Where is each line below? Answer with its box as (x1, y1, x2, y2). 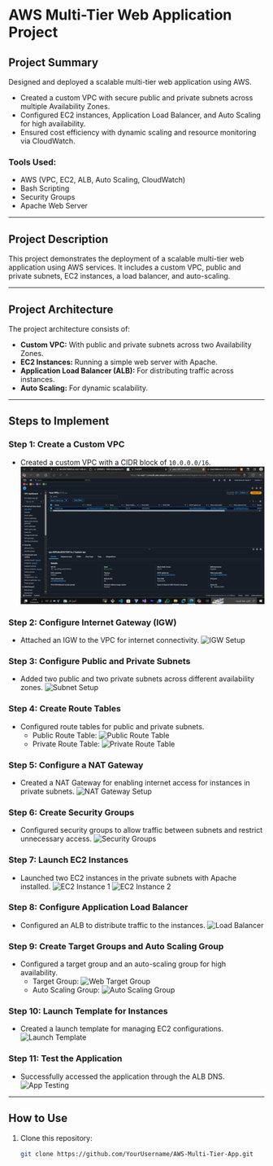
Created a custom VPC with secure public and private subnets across (19, 93, 253, 103)
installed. (19, 882, 51, 891)
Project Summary (8, 55, 99, 69)
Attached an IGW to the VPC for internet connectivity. (19, 636, 200, 645)
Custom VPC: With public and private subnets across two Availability (19, 340, 252, 350)
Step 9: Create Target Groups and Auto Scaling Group (8, 940, 224, 952)
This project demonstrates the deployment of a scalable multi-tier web (8, 254, 245, 264)
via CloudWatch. (19, 136, 76, 146)
